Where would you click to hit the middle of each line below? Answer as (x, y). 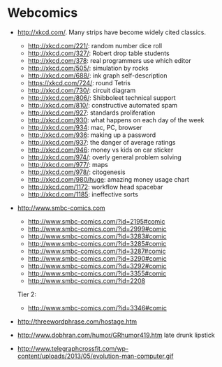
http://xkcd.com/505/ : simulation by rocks (88, 68)
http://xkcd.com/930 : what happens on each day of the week (116, 120)
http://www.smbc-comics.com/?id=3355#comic (97, 273)
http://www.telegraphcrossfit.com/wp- (73, 348)
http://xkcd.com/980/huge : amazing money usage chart (109, 179)
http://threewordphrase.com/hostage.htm (77, 321)
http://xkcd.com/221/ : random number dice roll (95, 45)
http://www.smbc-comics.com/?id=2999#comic (97, 229)
